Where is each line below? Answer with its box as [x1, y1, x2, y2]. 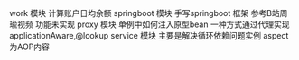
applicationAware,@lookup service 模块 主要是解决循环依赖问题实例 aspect [9, 30, 289, 40]
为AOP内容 [9, 41, 50, 52]
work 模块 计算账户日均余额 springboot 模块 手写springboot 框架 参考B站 [9, 8, 280, 18]
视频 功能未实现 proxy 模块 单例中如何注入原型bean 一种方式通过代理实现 [16, 19, 290, 30]
